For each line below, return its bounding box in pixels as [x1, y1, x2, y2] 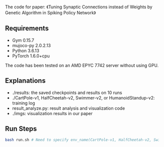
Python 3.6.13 [12, 48, 40, 53]
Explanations [5, 76, 46, 85]
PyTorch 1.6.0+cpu [12, 53, 50, 59]
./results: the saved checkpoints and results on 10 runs [12, 90, 123, 96]
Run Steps [5, 124, 37, 133]
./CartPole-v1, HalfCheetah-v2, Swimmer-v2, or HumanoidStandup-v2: [12, 95, 155, 100]
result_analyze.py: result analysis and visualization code [12, 105, 125, 111]
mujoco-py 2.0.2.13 [12, 42, 51, 48]
